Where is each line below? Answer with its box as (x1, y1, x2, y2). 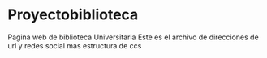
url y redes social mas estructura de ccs (7, 40, 142, 50)
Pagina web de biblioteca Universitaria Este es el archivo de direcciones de (7, 32, 259, 42)
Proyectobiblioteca (7, 6, 139, 24)
